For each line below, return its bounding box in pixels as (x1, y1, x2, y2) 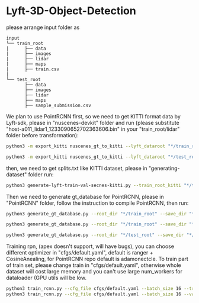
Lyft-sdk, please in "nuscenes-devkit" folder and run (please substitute (6, 119, 179, 126)
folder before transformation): (6, 131, 79, 138)
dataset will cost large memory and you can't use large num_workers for (6, 268, 182, 275)
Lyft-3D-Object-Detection (6, 4, 136, 18)
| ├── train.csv (6, 66, 60, 72)
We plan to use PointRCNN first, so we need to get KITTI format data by (6, 112, 181, 120)
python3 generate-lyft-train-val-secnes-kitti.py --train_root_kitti (6, 182, 182, 188)
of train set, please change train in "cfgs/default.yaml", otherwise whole (6, 262, 182, 269)
